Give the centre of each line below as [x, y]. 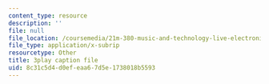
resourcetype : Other [43, 53]
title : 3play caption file [53, 61]
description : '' [35, 23]
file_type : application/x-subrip [64, 46]
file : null [26, 30]
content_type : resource [48, 16]
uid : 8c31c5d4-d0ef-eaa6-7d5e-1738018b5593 [82, 68]
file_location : [34, 38]
